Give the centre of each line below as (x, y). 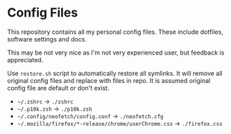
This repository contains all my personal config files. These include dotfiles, (115, 32)
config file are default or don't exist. (58, 88)
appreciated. (25, 59)
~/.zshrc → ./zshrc (45, 101)
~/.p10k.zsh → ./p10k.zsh (54, 108)
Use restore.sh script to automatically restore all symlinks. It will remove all (115, 73)
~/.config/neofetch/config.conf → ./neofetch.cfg (91, 116)
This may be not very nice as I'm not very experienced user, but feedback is (116, 52)
